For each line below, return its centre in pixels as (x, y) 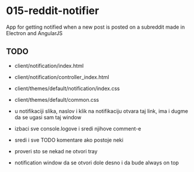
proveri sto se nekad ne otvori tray (56, 151)
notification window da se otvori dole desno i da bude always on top (97, 163)
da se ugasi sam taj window (48, 117)
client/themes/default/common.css (57, 99)
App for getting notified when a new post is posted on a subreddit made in (96, 27)
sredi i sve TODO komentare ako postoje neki (69, 140)
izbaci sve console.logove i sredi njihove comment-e (78, 128)
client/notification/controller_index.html (62, 77)
